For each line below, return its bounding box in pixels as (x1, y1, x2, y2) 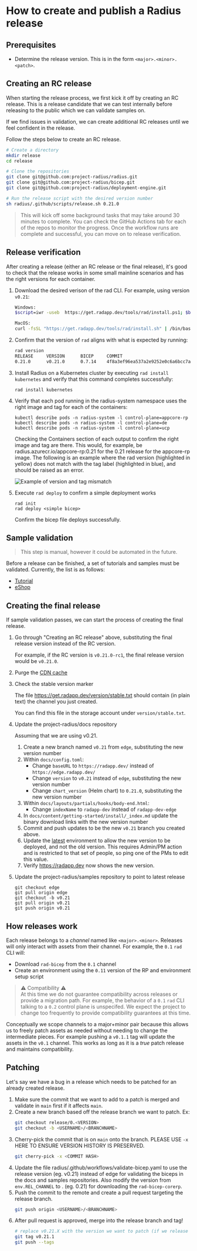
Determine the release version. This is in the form (14, 56, 134, 62)
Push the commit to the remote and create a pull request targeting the (14, 1189, 184, 1196)
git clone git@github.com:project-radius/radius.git (6, 174, 138, 180)
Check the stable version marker (14, 681, 94, 688)
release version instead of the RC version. (14, 640, 116, 647)
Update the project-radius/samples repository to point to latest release (14, 873, 185, 881)
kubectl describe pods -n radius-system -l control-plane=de (14, 420, 168, 426)
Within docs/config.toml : (23, 756, 84, 763)
